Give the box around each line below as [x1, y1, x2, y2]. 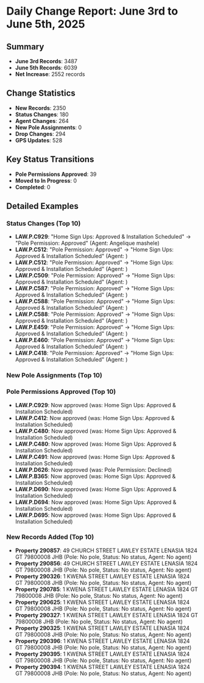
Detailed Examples [6, 201, 79, 211]
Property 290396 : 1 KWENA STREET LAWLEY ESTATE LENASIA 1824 [15, 637, 190, 645]
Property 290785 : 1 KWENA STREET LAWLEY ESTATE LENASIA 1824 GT [15, 586, 199, 593]
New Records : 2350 [15, 104, 66, 111]
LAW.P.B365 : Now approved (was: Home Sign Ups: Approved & [15, 472, 176, 480]
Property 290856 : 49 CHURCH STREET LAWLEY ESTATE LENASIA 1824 [15, 559, 198, 567]
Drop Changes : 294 [15, 130, 66, 138]
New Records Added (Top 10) [6, 533, 94, 541]
